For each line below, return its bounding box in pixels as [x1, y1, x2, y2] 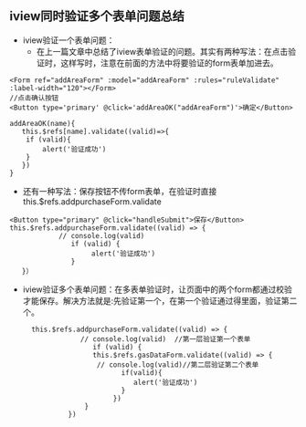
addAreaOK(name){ [9, 119, 76, 128]
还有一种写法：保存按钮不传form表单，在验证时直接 [22, 185, 217, 196]
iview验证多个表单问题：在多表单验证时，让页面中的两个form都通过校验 [22, 284, 292, 295]
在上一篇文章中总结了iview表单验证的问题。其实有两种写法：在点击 [36, 46, 289, 57]
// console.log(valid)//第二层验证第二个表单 [96, 359, 259, 370]
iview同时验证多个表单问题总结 [9, 8, 185, 25]
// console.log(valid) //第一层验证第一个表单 [80, 334, 251, 344]
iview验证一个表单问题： [22, 35, 115, 46]
